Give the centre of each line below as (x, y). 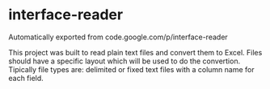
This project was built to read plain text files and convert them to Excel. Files (135, 52)
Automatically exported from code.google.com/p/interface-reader (118, 37)
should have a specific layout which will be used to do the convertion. (124, 61)
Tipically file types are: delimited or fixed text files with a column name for (131, 69)
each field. (26, 78)
